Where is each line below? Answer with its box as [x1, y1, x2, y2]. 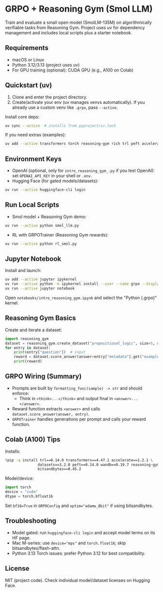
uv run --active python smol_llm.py [5, 223, 79, 228]
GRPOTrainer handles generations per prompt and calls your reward [12, 416, 147, 422]
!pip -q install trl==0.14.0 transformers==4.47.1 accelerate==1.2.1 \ [5, 457, 153, 462]
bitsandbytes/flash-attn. [12, 545, 61, 551]
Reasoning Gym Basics [5, 314, 76, 322]
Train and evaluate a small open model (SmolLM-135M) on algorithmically [5, 19, 152, 25]
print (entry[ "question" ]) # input [14, 350, 86, 355]
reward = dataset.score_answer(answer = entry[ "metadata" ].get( [14, 355, 142, 359]
